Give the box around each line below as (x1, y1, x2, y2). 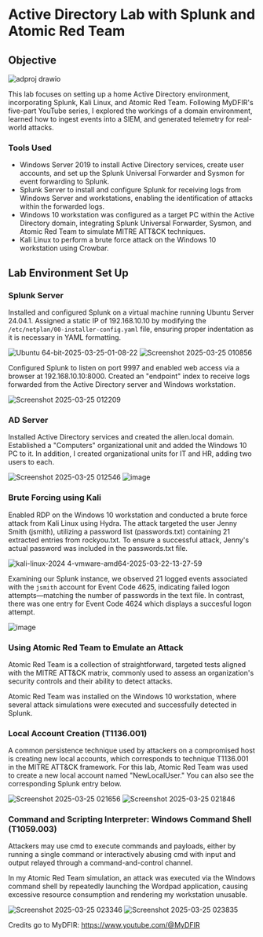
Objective (8, 53, 57, 67)
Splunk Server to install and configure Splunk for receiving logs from (19, 185, 242, 195)
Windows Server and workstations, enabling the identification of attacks (19, 194, 254, 203)
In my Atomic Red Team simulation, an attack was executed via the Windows (8, 873, 256, 883)
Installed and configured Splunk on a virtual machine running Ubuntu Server (8, 308, 254, 317)
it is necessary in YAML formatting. (8, 332, 122, 342)
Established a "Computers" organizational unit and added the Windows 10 (8, 441, 247, 450)
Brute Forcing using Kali (8, 492, 102, 503)
